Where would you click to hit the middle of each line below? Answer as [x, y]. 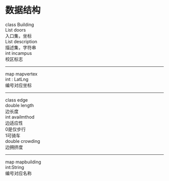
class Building [20, 24]
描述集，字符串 [21, 47]
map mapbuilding [23, 162]
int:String [15, 167]
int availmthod [20, 117]
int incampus [19, 53]
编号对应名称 [18, 173]
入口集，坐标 [18, 36]
